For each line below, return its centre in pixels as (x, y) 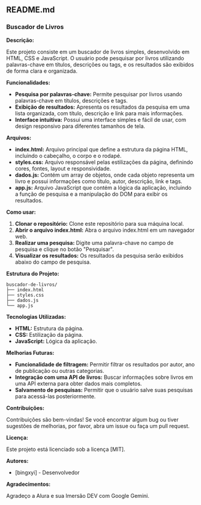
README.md (31, 10)
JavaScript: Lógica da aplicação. (56, 341)
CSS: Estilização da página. (49, 334)
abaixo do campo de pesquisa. (53, 262)
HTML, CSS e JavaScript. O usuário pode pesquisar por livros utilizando (95, 58)
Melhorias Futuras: (30, 352)
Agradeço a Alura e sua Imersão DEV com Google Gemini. (78, 495)
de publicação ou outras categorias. (59, 370)
